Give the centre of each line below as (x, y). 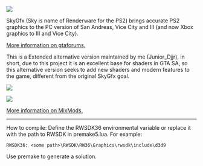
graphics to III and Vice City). (42, 34)
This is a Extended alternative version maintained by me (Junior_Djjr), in (96, 57)
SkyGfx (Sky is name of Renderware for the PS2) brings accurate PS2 (93, 21)
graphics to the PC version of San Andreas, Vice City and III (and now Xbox (100, 27)
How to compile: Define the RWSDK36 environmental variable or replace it (99, 128)
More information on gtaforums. (46, 45)
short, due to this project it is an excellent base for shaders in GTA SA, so (97, 63)
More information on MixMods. (45, 110)
